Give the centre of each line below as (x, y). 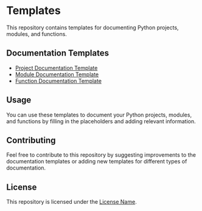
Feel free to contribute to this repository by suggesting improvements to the (101, 155)
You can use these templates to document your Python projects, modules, (99, 115)
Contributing (31, 140)
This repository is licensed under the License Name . (71, 202)
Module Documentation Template (57, 74)
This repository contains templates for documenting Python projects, (92, 27)
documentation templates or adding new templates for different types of (97, 162)
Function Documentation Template (58, 80)
